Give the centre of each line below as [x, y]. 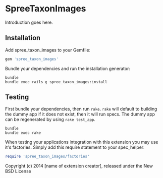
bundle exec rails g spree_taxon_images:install [56, 82]
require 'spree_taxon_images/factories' [48, 157]
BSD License [18, 171]
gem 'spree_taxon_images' [32, 59]
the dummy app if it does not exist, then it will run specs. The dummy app [80, 114]
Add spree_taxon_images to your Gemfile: [48, 50]
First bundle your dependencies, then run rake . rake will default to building [81, 109]
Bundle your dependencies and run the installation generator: [68, 68]
